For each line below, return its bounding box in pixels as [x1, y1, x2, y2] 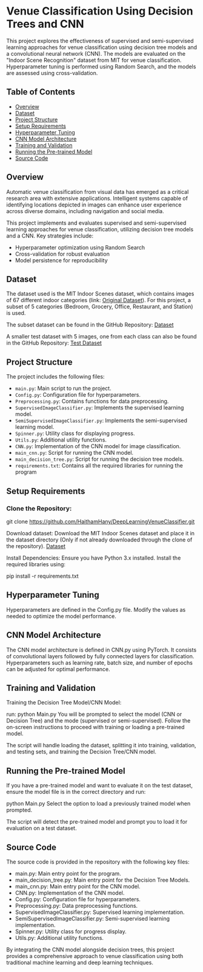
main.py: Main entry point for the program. [15, 870, 121, 877]
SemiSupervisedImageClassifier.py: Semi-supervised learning [15, 914, 170, 922]
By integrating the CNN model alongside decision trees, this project [6, 946, 175, 953]
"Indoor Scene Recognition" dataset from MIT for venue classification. [6, 56, 182, 64]
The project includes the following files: [6, 373, 105, 380]
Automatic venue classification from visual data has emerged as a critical [6, 188, 189, 195]
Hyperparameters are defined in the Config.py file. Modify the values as [6, 606, 186, 613]
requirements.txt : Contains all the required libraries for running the [15, 462, 183, 469]
